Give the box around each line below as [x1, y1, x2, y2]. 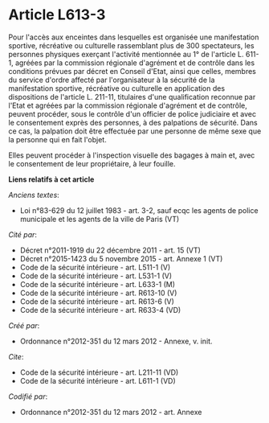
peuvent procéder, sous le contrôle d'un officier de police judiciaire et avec [8, 109, 257, 118]
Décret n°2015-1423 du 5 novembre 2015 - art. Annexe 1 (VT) [19, 253, 223, 263]
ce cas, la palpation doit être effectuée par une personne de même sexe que [8, 126, 262, 136]
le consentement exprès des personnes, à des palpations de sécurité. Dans [8, 117, 259, 127]
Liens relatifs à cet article [8, 175, 95, 184]
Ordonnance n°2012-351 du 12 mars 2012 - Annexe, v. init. [19, 336, 213, 346]
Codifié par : [8, 392, 48, 401]
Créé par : [8, 320, 40, 331]
